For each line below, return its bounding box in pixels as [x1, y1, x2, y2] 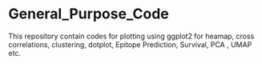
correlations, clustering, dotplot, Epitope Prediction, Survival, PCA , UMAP [8, 39, 252, 49]
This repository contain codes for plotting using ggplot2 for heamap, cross [8, 31, 255, 41]
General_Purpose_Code [8, 5, 170, 23]
